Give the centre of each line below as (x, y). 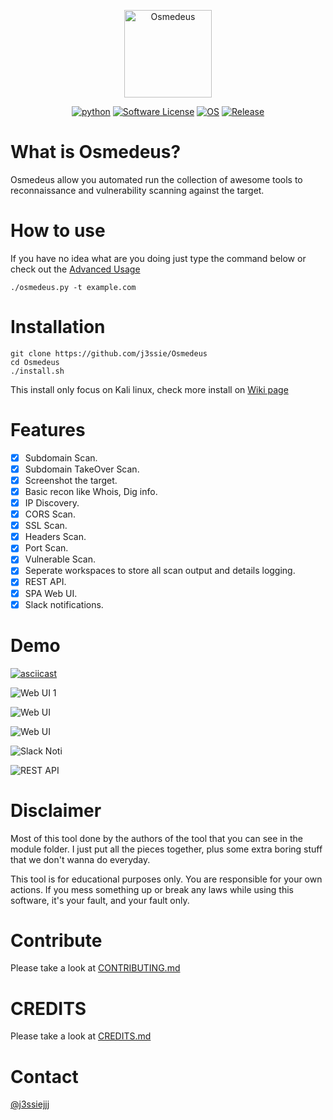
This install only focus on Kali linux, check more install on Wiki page (149, 389)
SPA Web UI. (51, 593)
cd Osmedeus (35, 362)
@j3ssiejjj (30, 1104)
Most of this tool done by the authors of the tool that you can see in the (156, 838)
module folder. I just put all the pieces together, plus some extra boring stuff (166, 849)
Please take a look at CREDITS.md (81, 1036)
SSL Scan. (46, 526)
